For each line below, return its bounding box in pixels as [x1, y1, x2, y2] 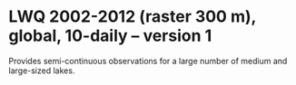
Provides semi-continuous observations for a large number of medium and [8, 55, 288, 66]
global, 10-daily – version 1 [8, 25, 212, 46]
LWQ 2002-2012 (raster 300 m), [8, 6, 256, 27]
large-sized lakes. [8, 65, 75, 76]
